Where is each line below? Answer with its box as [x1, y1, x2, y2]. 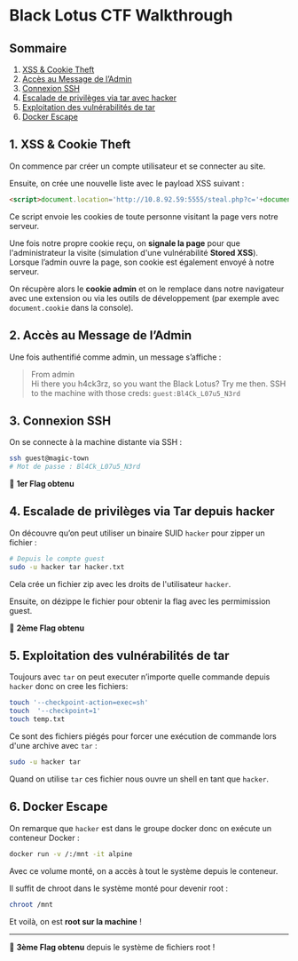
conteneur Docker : [9, 832, 80, 843]
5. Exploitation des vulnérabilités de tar [9, 648, 230, 663]
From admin [30, 369, 75, 379]
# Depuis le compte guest [9, 554, 105, 563]
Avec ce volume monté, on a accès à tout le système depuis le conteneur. [9, 865, 278, 876]
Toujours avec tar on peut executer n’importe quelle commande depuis [9, 671, 271, 682]
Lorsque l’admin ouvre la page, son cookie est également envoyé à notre [9, 257, 275, 267]
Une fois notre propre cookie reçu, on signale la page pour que [9, 237, 241, 249]
